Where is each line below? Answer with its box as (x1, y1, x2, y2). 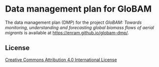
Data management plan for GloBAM (5, 3, 152, 15)
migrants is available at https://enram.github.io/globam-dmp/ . (5, 30, 129, 35)
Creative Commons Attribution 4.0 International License (5, 57, 117, 63)
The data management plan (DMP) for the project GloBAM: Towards (5, 19, 142, 25)
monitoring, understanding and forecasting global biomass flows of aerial (5, 24, 154, 30)
